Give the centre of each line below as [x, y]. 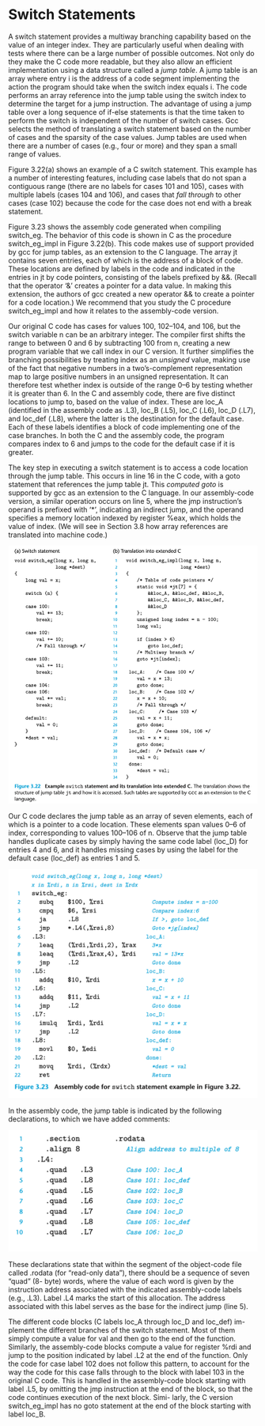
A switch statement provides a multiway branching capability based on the [130, 36]
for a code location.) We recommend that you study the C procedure [120, 302]
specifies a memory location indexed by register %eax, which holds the [125, 518]
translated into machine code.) [58, 535]
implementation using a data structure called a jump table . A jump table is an [133, 70]
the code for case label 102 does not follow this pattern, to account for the [129, 1364]
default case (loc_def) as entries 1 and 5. [74, 858]
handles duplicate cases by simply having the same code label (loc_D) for [128, 841]
